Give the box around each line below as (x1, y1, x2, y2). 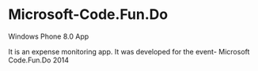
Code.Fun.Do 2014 (8, 55, 70, 65)
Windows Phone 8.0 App (8, 32, 89, 41)
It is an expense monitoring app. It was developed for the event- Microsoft (8, 47, 250, 56)
